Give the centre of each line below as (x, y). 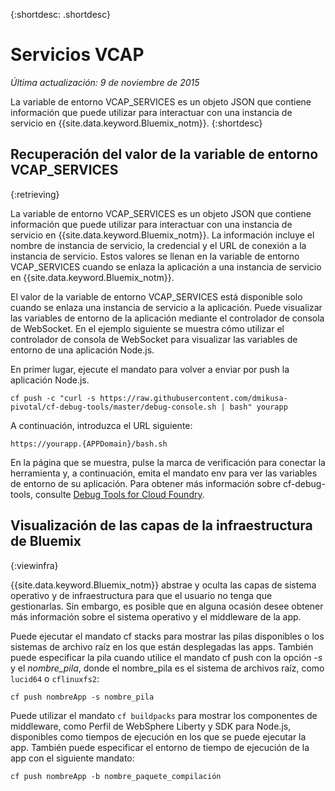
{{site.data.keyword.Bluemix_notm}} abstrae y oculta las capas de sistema (163, 585)
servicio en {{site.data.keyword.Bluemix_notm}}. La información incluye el (162, 235)
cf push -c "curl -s (53, 398)
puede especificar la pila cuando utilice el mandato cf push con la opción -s (166, 657)
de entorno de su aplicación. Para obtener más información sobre (146, 483)
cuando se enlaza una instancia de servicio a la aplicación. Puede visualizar (166, 307)
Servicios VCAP (77, 55)
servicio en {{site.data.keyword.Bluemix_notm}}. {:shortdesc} (136, 123)
